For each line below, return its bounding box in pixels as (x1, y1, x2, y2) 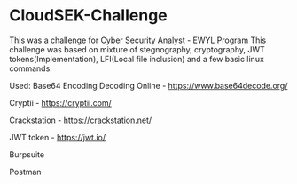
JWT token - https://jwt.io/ (9, 132, 106, 142)
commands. (9, 63, 53, 74)
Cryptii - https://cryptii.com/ (9, 97, 113, 108)
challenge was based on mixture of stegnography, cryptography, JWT (9, 44, 266, 54)
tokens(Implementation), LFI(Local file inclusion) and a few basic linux (9, 53, 264, 64)
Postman (9, 166, 42, 177)
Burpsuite (9, 148, 45, 160)
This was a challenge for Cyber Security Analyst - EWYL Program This (9, 35, 267, 45)
